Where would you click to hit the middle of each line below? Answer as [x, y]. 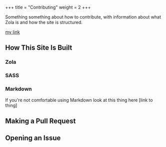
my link [12, 32]
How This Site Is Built [39, 48]
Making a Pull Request [40, 121]
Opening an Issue [33, 138]
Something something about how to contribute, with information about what [83, 17]
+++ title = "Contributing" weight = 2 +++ [48, 7]
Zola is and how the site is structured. [44, 22]
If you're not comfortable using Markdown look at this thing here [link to [79, 100]
